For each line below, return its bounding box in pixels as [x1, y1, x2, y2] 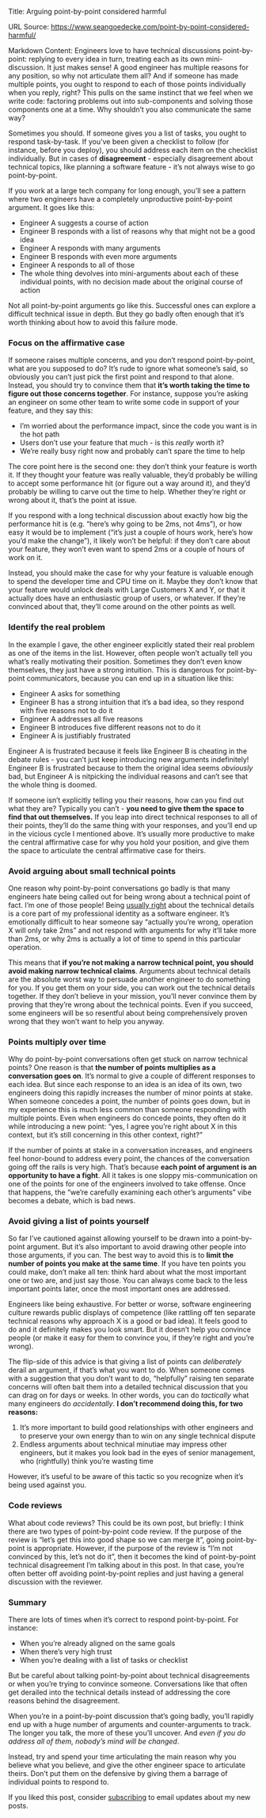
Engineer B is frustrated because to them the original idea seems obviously [8, 763, 253, 772]
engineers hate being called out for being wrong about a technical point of [8, 891, 251, 901]
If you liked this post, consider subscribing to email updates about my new [8, 1793, 251, 1802]
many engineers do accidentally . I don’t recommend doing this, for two [8, 1399, 244, 1408]
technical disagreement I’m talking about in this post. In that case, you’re [8, 1560, 245, 1569]
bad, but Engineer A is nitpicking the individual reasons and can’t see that [8, 772, 248, 781]
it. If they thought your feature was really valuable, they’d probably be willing [8, 471, 258, 480]
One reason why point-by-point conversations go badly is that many [8, 883, 231, 893]
